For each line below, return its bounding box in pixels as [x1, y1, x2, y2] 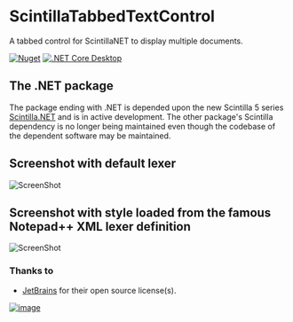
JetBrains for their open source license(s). [21, 285, 177, 295]
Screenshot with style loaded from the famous [9, 205, 272, 220]
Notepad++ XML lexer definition [9, 219, 191, 234]
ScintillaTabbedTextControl [9, 6, 216, 27]
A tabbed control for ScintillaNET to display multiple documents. [9, 35, 244, 46]
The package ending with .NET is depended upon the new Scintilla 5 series [9, 102, 284, 113]
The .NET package [9, 78, 114, 94]
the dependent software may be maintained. [9, 130, 171, 141]
